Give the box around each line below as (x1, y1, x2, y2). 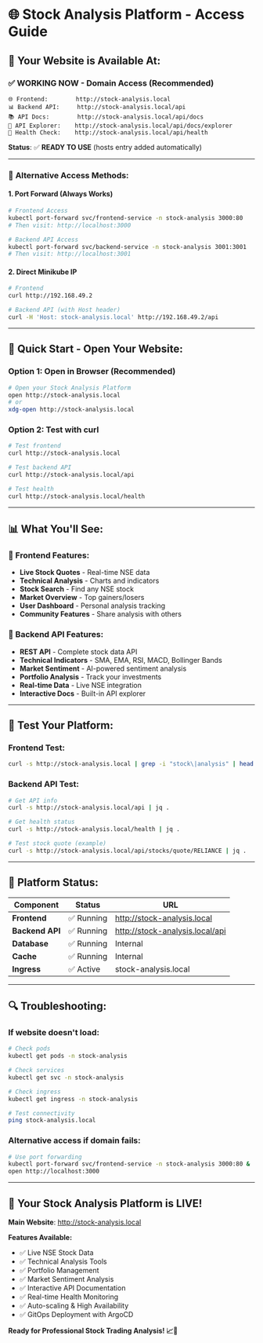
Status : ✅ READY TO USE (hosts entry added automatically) (8, 142, 202, 152)
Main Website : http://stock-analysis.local (8, 1217, 142, 1227)
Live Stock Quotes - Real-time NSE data (19, 568, 150, 577)
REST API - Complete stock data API (19, 646, 138, 657)
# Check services (8, 1067, 65, 1074)
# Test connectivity (8, 1109, 76, 1117)
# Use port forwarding (8, 1153, 82, 1161)
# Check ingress (8, 1088, 61, 1096)
